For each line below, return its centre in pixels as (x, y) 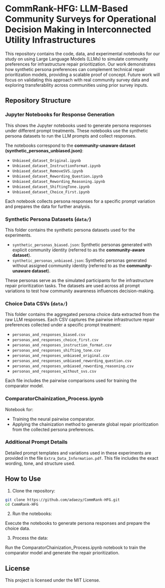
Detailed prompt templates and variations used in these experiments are (78, 453)
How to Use (23, 479)
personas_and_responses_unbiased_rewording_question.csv (72, 361)
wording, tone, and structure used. (40, 463)
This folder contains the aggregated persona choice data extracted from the (82, 314)
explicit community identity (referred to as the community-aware (79, 250)
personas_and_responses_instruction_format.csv (62, 346)
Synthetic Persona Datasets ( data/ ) (48, 219)
